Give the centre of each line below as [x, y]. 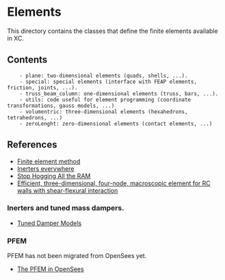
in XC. [15, 38]
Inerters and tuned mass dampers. [66, 208]
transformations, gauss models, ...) [61, 106]
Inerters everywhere [45, 168]
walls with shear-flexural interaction [67, 190]
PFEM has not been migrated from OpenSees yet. [77, 256]
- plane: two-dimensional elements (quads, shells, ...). [104, 75]
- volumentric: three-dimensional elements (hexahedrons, [104, 112]
